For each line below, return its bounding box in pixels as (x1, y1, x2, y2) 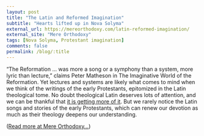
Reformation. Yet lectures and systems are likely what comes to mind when (6, 78, 195, 85)
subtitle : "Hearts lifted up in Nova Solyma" (6, 20, 124, 26)
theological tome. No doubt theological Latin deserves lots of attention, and (6, 91, 196, 98)
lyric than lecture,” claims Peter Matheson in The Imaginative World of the (6, 71, 192, 79)
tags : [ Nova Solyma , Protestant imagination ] (6, 37, 124, 43)
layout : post (6, 9, 40, 15)
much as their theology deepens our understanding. (6, 110, 137, 118)
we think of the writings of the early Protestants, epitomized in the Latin (6, 85, 186, 92)
